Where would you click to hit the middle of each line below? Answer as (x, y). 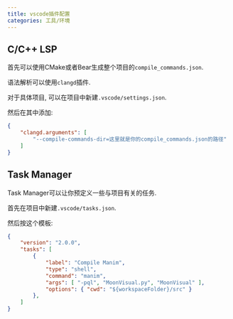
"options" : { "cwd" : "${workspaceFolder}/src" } (119, 289)
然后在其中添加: (30, 113)
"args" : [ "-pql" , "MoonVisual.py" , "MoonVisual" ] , (125, 282)
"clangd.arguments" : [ (54, 133)
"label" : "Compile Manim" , (85, 263)
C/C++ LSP (32, 49)
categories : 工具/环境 (39, 21)
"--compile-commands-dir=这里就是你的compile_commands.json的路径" (130, 139)
